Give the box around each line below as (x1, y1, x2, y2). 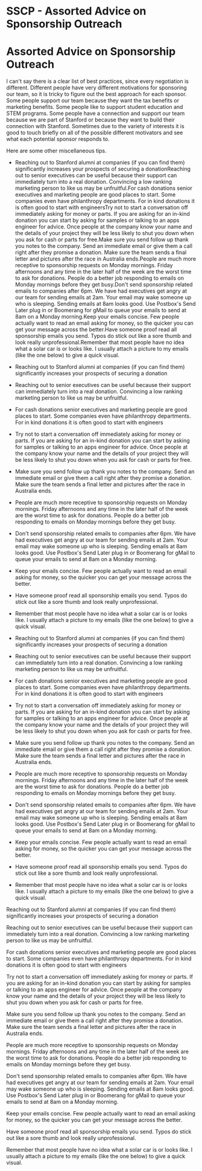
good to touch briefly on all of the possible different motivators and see (6, 129, 183, 137)
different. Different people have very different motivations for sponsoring (6, 84, 187, 91)
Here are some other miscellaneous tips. (6, 147, 107, 155)
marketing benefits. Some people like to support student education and (6, 103, 183, 111)
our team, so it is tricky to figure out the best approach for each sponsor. (6, 91, 187, 98)
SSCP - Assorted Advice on (6, 4, 147, 18)
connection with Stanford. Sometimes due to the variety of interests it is (6, 123, 185, 130)
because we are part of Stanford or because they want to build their (6, 116, 175, 123)
